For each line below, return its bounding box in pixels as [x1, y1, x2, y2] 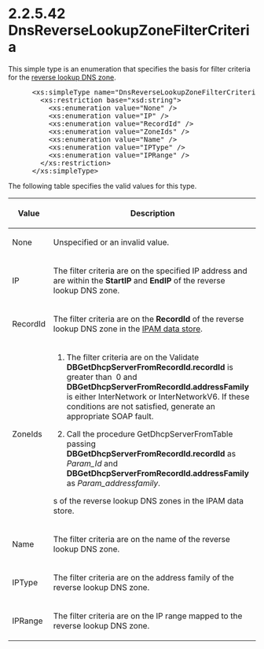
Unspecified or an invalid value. [53, 237, 170, 248]
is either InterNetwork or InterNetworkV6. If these [66, 391, 250, 402]
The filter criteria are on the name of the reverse [53, 533, 230, 544]
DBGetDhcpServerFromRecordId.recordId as [66, 448, 236, 459]
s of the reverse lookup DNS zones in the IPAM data [53, 495, 244, 506]
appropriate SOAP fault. [66, 411, 154, 422]
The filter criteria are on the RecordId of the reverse [53, 313, 244, 324]
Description [130, 208, 175, 219]
